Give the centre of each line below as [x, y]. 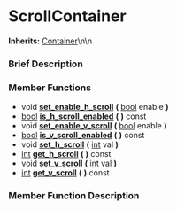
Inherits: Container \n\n [50, 41]
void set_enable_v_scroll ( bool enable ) [94, 126]
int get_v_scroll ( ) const [65, 173]
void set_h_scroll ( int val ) [69, 144]
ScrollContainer [67, 16]
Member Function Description [74, 196]
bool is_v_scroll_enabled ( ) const [83, 136]
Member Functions [50, 88]
